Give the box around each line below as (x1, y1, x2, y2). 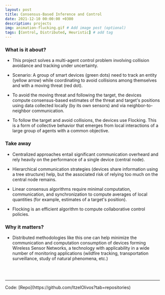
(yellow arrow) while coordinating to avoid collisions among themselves (12, 77, 157, 84)
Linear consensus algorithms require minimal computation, (12, 186, 131, 192)
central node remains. (12, 177, 57, 182)
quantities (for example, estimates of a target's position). (12, 196, 127, 202)
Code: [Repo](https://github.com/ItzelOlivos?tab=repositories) (5, 284, 131, 290)
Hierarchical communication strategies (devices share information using (12, 166, 158, 172)
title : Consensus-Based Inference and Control (5, 12, 102, 17)
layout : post (5, 7, 32, 12)
